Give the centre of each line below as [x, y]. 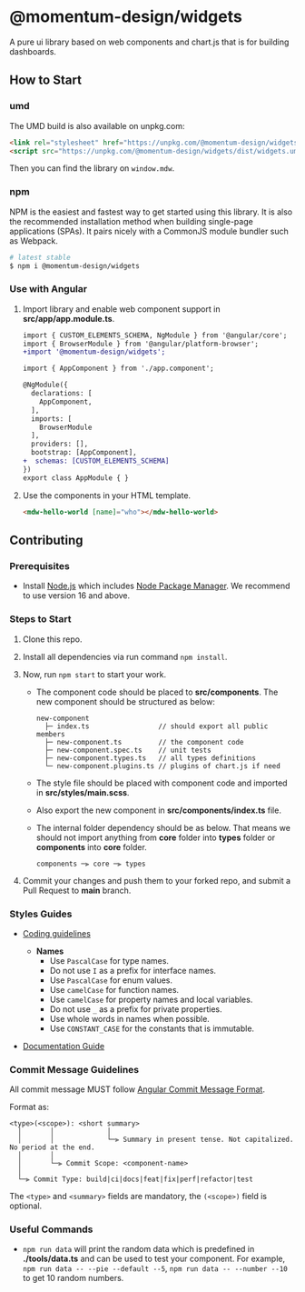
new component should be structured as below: [125, 701]
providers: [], [60, 444]
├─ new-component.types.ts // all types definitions [150, 758]
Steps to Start [40, 619]
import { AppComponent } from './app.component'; [118, 369]
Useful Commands [51, 1229]
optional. [26, 1206]
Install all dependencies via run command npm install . [125, 656]
